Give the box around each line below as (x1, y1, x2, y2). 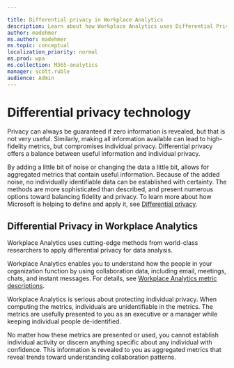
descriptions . (7, 282, 45, 290)
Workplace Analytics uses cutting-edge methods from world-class (7, 239, 198, 247)
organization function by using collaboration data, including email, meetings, (7, 267, 226, 275)
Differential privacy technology (7, 104, 192, 120)
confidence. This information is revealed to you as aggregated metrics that (7, 346, 221, 354)
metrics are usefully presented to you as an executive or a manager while (7, 310, 218, 319)
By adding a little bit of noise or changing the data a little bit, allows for (7, 163, 210, 171)
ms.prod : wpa (7, 55, 45, 63)
